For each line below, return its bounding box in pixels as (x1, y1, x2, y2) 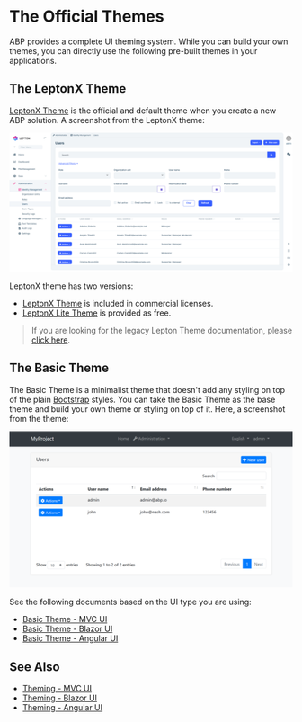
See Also (9, 659, 60, 674)
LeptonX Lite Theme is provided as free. (22, 308, 172, 318)
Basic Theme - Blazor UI (22, 623, 113, 635)
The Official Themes (9, 6, 164, 27)
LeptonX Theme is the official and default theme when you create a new (9, 105, 277, 116)
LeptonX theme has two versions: (9, 281, 134, 291)
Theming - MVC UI (22, 683, 93, 694)
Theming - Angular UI (22, 702, 103, 713)
